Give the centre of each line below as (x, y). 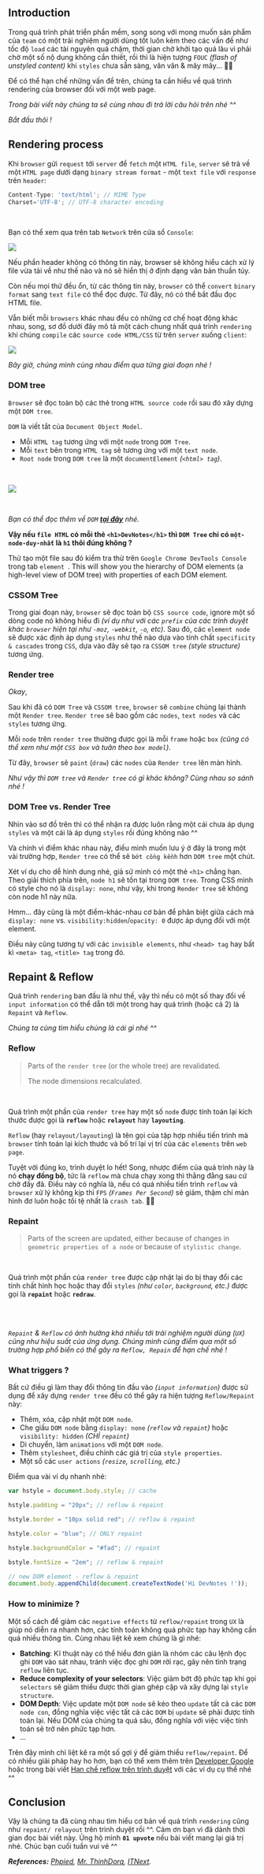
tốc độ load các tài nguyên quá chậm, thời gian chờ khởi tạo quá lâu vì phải (130, 49)
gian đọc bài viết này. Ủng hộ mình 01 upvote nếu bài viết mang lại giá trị (126, 1838)
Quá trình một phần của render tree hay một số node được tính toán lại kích (130, 1111)
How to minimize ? (44, 1604)
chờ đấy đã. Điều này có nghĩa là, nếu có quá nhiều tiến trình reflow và (123, 1184)
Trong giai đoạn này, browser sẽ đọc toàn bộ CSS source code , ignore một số (132, 612)
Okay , (18, 692)
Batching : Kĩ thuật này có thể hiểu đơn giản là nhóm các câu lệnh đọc (133, 1653)
